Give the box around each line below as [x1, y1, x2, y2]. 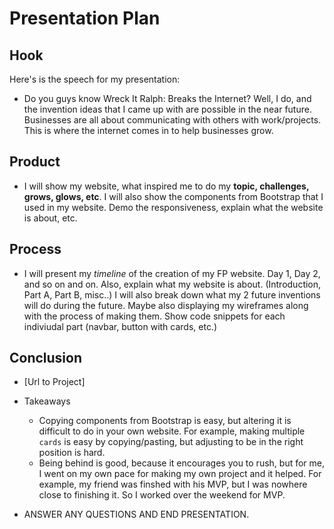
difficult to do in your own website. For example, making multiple [38, 425, 306, 437]
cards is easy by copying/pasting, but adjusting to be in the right [38, 436, 304, 448]
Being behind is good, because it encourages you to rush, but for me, [38, 457, 326, 469]
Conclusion [9, 350, 83, 367]
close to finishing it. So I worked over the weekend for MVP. [38, 489, 286, 501]
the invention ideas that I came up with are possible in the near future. [23, 103, 312, 115]
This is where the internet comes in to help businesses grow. [23, 125, 274, 136]
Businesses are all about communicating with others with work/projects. [23, 114, 322, 126]
